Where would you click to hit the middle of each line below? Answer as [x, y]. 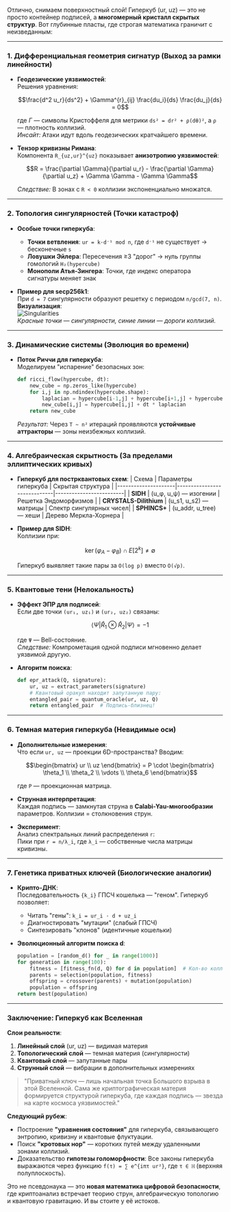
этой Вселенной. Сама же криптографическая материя [105, 1089]
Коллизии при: [38, 536]
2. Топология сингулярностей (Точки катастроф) [93, 214]
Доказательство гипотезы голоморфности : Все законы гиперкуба [115, 1159]
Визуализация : [39, 306]
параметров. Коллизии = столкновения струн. [85, 813]
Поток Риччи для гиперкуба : [60, 359]
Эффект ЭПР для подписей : [59, 605]
